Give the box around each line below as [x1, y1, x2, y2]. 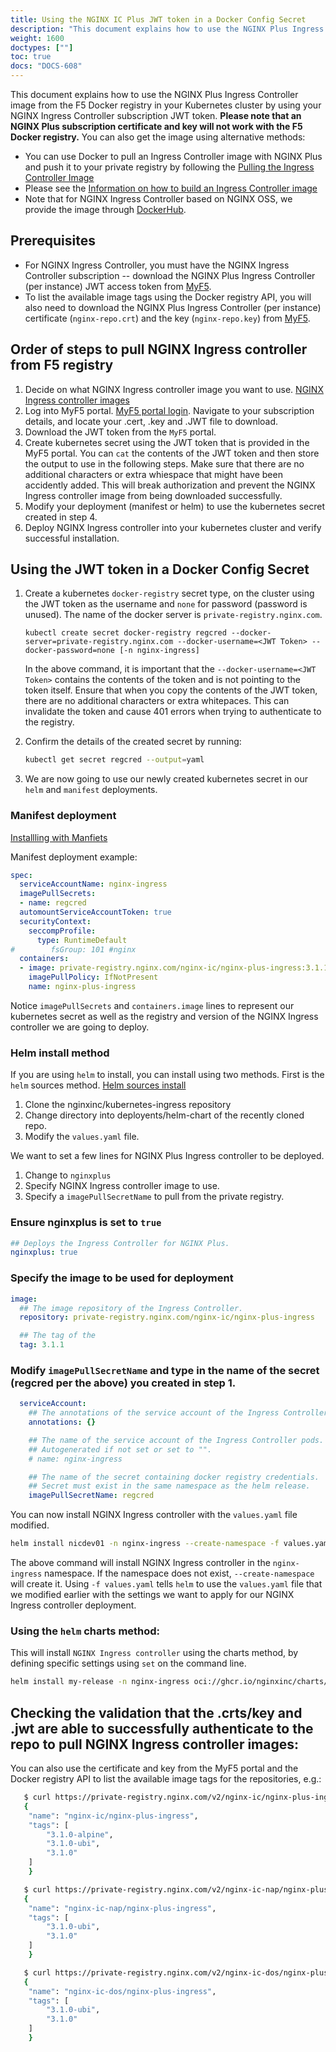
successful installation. [24, 532, 120, 544]
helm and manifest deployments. [24, 784, 158, 796]
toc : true [10, 52, 52, 62]
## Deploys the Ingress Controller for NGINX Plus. [10, 1238, 230, 1248]
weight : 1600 [10, 33, 65, 43]
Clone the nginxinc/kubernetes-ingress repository [24, 1099, 232, 1111]
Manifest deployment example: [10, 851, 138, 863]
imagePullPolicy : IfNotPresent [28, 972, 159, 983]
